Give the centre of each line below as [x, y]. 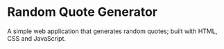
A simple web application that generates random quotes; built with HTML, [112, 31]
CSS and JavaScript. [37, 38]
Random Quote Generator [83, 12]
